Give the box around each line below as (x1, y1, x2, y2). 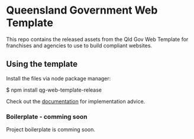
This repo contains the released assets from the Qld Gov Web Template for (6, 35, 189, 43)
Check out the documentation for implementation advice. (6, 98, 145, 105)
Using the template (6, 59, 78, 69)
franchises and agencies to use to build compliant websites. (6, 42, 153, 49)
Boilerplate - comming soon (6, 112, 88, 121)
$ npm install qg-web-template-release (6, 86, 102, 93)
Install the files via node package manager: (6, 75, 111, 82)
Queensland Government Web (6, 4, 158, 17)
